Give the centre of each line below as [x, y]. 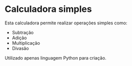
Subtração [23, 32]
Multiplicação [26, 43]
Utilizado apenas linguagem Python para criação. [55, 58]
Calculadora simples [48, 9]
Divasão [20, 48]
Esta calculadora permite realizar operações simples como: [66, 23]
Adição [19, 38]
